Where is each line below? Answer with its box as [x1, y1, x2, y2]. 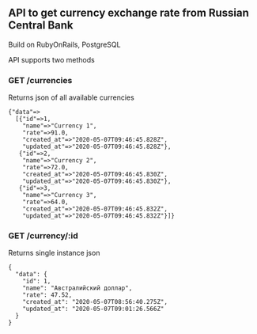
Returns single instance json [8, 249, 100, 258]
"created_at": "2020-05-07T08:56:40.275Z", [22, 298, 168, 306]
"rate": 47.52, [22, 291, 73, 299]
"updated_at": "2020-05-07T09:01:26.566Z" [22, 305, 164, 313]
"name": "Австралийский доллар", [22, 284, 133, 292]
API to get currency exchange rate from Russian [8, 6, 249, 20]
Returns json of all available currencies [8, 93, 134, 102]
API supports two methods [8, 55, 95, 64]
